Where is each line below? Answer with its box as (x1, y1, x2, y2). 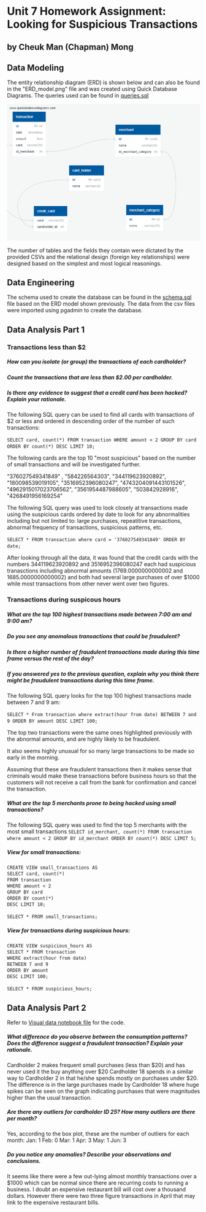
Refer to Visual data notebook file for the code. (7, 1019, 125, 1026)
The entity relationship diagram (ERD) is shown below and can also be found (7, 79, 200, 87)
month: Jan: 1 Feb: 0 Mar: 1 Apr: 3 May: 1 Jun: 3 (7, 1137, 127, 1144)
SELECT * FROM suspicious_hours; (7, 986, 93, 992)
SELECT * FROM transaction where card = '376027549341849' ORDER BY (7, 537, 186, 543)
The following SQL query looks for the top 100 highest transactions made (7, 692, 192, 700)
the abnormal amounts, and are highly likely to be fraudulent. (7, 735, 161, 743)
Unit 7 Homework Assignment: (7, 4, 166, 18)
